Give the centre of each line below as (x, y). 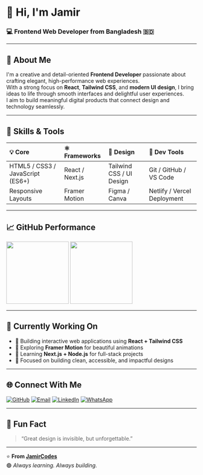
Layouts (21, 199)
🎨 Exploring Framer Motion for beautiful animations (79, 347)
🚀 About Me (29, 60)
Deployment (166, 199)
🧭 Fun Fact (26, 424)
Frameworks (82, 156)
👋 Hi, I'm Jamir (43, 12)
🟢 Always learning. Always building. (52, 465)
